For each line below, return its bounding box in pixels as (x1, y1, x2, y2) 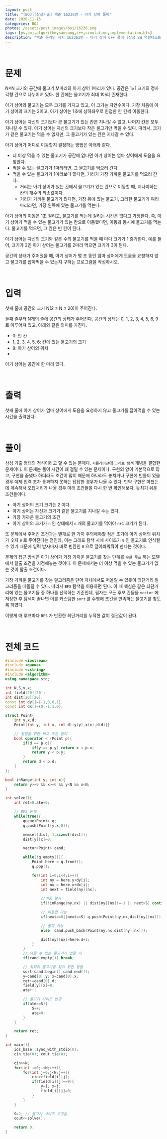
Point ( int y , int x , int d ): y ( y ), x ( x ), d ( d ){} (14, 723, 110, 728)
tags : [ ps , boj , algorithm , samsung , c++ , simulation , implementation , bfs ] (5, 30, 153, 35)
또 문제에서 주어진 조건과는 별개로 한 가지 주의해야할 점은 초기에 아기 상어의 (5, 531, 151, 537)
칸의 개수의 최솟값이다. (19, 190, 64, 196)
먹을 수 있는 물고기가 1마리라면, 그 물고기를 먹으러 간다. (12, 165, 119, 171)
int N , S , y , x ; (5, 685, 32, 690)
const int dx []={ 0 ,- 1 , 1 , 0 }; (5, 704, 64, 709)
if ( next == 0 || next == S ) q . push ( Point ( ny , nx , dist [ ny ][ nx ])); (40, 914, 164, 919)
